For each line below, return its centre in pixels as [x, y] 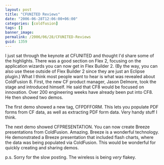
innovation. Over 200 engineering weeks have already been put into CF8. [79, 92]
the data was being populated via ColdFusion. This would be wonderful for [81, 142]
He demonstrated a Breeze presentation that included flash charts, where [79, 137]
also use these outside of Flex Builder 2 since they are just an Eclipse [75, 71]
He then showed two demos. [34, 97]
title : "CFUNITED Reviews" [33, 14]
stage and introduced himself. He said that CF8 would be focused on [75, 87]
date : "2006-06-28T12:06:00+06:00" [41, 19]
